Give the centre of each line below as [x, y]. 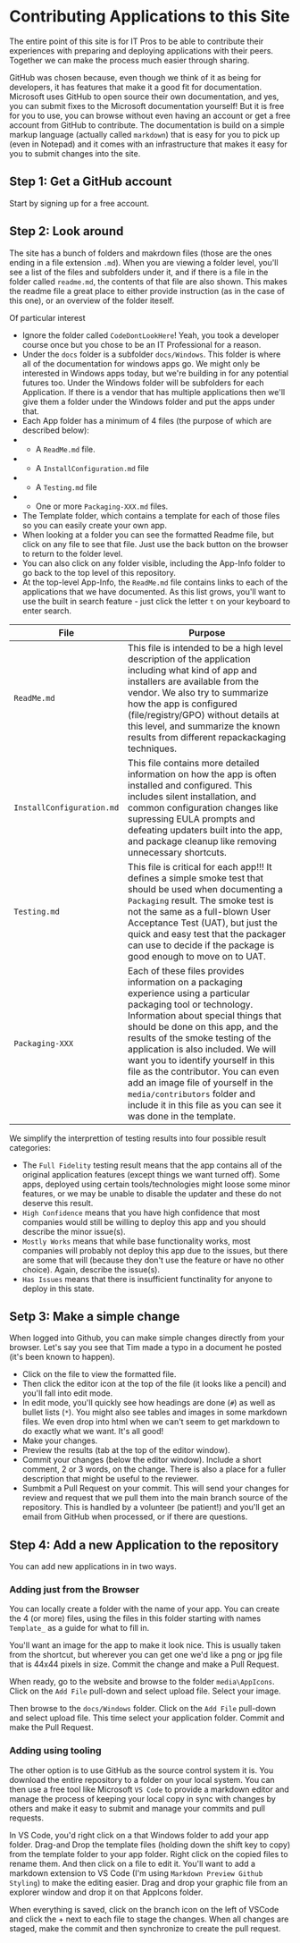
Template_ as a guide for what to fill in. [79, 1628]
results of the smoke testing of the [200, 1037]
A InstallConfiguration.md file [92, 468]
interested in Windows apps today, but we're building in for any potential [155, 373]
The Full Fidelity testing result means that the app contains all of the [152, 1165]
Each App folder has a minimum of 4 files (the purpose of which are [147, 420]
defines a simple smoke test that [196, 878]
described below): [55, 430]
